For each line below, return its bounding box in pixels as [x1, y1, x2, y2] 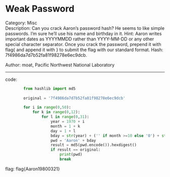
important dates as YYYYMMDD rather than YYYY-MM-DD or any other [5, 36, 154, 42]
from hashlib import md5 [23, 86, 76, 91]
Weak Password [5, 3, 75, 15]
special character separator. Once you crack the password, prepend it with [5, 41, 161, 47]
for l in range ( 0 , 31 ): [41, 114, 90, 119]
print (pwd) [59, 152, 82, 157]
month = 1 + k [50, 123, 80, 129]
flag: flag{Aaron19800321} [5, 165, 60, 172]
